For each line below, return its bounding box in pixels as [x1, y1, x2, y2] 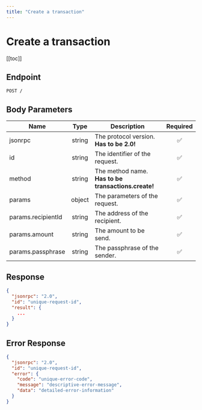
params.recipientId [9, 213, 63, 222]
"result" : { [11, 305, 42, 311]
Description [110, 122, 145, 131]
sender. [94, 251, 117, 259]
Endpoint [6, 72, 41, 82]
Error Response [6, 338, 66, 348]
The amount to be [94, 226, 145, 235]
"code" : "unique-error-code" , [17, 376, 93, 382]
